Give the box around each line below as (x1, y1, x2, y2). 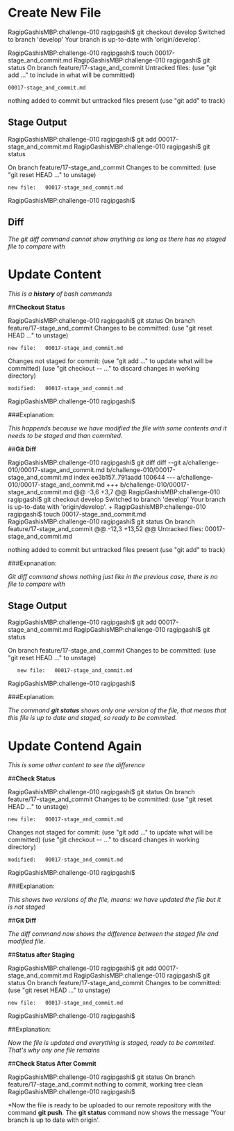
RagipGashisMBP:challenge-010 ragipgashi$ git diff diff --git (8, 458, 181, 467)
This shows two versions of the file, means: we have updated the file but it (8, 896, 222, 904)
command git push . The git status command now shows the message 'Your (8, 1109, 226, 1117)
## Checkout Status (8, 303, 65, 311)
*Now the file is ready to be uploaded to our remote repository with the (8, 1101, 212, 1109)
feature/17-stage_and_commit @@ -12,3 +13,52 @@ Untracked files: (8, 524, 203, 533)
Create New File (8, 5, 101, 21)
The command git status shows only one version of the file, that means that (8, 706, 226, 714)
